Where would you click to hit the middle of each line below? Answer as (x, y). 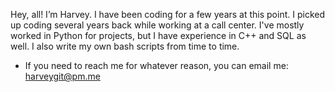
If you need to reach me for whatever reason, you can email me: (156, 65)
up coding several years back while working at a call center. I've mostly (157, 25)
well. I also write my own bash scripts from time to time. (125, 46)
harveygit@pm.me (62, 76)
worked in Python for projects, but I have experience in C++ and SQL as (158, 35)
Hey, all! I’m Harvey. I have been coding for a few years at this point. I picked (167, 14)
